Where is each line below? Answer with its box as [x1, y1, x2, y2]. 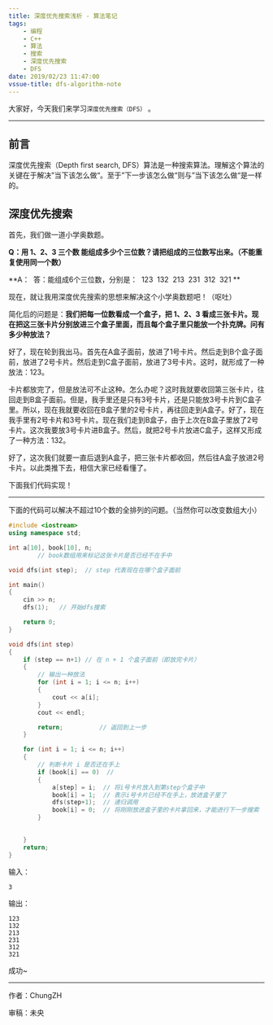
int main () [8, 580, 45, 589]
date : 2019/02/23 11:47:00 [8, 72, 100, 81]
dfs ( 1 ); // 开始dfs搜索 [23, 603, 106, 611]
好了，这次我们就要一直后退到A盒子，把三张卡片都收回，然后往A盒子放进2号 [8, 453, 265, 462]
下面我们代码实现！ [8, 480, 73, 490]
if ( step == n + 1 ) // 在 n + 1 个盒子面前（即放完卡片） [23, 655, 201, 664]
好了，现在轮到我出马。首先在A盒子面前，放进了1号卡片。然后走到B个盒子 [8, 347, 256, 357]
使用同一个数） [15, 257, 66, 267]
